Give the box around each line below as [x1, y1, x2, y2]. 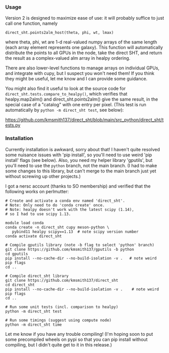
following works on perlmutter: [5, 188, 69, 194]
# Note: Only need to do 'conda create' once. [5, 202, 105, 208]
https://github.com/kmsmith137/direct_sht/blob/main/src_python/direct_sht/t [5, 117, 164, 123]
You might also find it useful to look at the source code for [5, 85, 126, 92]
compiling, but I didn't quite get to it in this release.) [5, 341, 112, 347]
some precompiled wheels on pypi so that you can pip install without [5, 336, 148, 342]
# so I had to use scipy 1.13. [5, 211, 71, 216]
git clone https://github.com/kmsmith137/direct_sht [5, 278, 119, 283]
